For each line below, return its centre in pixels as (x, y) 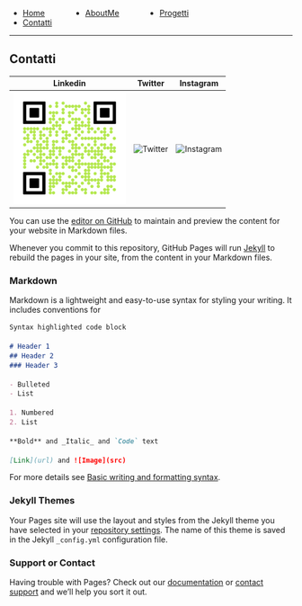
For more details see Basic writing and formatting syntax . (115, 477)
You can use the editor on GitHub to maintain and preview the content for (145, 221)
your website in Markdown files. (68, 231)
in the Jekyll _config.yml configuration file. (89, 539)
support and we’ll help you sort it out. (78, 592)
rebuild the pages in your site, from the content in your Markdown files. (141, 258)
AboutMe (102, 13)
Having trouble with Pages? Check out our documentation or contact (136, 583)
